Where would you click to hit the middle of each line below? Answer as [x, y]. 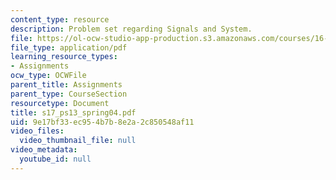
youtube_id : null [55, 159]
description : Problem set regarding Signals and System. [131, 29]
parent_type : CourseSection [69, 94]
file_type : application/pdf [69, 47]
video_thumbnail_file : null [78, 141]
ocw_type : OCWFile [48, 76]
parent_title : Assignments [66, 85]
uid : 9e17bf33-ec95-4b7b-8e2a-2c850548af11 [102, 122]
